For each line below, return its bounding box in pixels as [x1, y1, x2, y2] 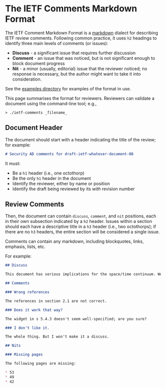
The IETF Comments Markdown [5, 3, 137, 14]
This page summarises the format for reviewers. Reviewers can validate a [5, 95, 155, 101]
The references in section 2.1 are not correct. [5, 299, 107, 303]
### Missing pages [5, 352, 43, 357]
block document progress [12, 60, 65, 66]
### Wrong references [5, 290, 50, 295]
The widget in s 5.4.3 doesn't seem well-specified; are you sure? [5, 316, 147, 321]
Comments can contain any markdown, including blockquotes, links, [5, 238, 144, 245]
